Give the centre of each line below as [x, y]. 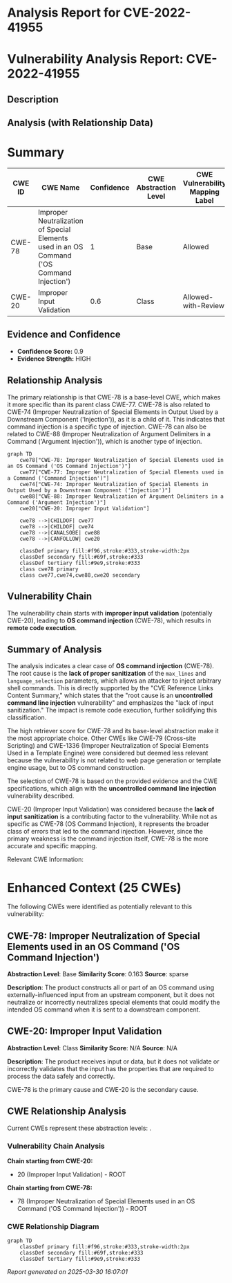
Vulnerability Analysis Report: [96, 59]
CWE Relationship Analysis [67, 1112]
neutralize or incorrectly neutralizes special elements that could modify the [114, 1003]
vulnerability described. [41, 796]
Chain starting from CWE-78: [50, 1188]
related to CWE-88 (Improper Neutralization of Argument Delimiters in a [109, 433]
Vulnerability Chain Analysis [56, 1146]
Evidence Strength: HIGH [54, 359]
